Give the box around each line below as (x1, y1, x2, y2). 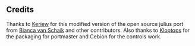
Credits (6, 5, 34, 15)
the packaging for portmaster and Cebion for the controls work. (6, 32, 162, 40)
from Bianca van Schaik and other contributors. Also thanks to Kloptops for (6, 27, 190, 34)
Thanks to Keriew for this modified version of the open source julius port (6, 20, 184, 27)
